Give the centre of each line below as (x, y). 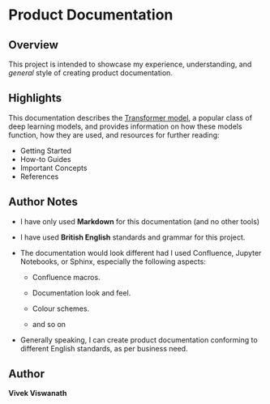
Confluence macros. (66, 277)
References (39, 176)
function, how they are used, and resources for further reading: (114, 134)
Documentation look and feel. (81, 292)
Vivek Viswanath (38, 393)
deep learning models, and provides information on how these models (125, 126)
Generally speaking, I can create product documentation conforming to (139, 340)
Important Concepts (54, 168)
